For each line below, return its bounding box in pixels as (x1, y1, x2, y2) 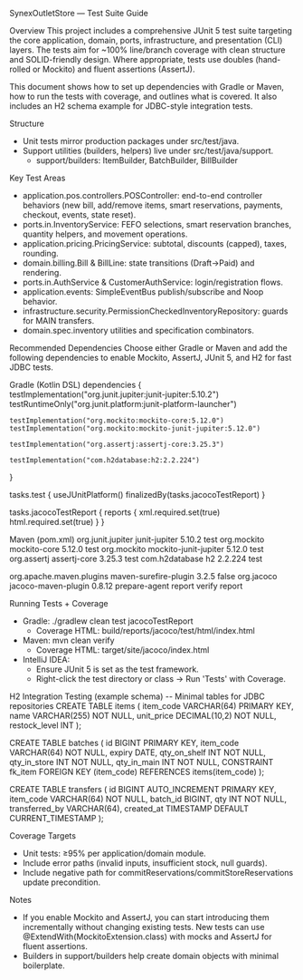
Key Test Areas (9, 172, 66, 183)
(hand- (254, 54, 281, 64)
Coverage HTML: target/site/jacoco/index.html (35, 645, 210, 655)
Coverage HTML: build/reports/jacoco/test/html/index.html (35, 626, 255, 636)
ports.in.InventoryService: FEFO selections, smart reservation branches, (22, 219, 292, 229)
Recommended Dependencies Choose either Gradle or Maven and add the (9, 343, 288, 353)
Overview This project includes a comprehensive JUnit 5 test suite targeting (9, 25, 292, 35)
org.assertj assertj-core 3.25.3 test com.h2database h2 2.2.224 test (9, 553, 263, 564)
